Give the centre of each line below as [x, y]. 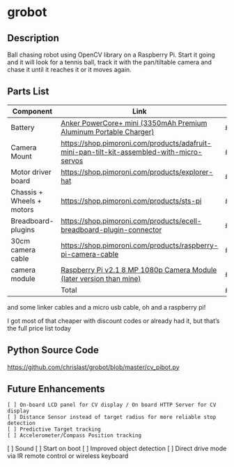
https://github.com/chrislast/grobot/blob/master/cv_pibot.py [93, 367]
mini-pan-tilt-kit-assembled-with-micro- [131, 152]
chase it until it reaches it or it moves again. [70, 70]
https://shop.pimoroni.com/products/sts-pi [131, 201]
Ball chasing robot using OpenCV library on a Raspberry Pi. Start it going [111, 55]
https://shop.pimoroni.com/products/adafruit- [136, 143]
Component [32, 111]
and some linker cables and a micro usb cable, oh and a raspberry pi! [107, 307]
